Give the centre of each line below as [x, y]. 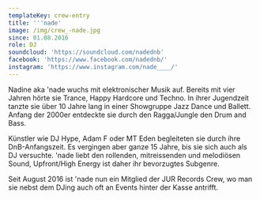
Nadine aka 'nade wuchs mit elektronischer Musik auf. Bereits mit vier [122, 89]
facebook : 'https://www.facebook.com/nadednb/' [88, 60]
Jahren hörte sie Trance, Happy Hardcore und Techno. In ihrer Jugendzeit [128, 98]
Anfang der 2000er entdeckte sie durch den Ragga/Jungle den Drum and [127, 115]
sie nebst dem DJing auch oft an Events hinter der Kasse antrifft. [113, 187]
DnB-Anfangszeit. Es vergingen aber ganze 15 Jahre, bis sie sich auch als [128, 146]
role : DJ [23, 45]
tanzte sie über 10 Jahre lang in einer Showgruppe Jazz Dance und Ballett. [130, 106]
